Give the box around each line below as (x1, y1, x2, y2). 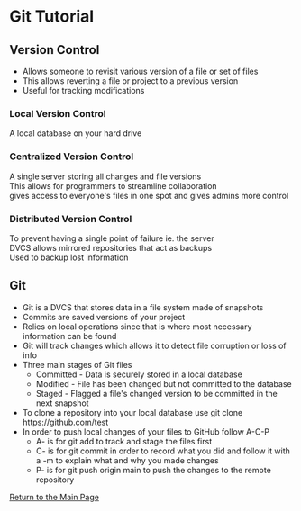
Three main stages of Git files (22, 359, 132, 370)
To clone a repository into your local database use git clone (22, 407, 243, 417)
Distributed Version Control (9, 212, 132, 225)
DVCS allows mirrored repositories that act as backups (9, 242, 213, 253)
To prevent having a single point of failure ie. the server (9, 232, 214, 244)
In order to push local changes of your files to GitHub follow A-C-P (22, 426, 270, 437)
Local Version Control (9, 107, 106, 120)
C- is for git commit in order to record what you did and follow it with (35, 445, 291, 456)
